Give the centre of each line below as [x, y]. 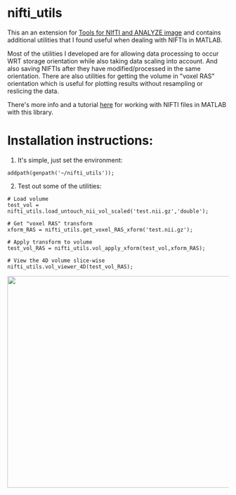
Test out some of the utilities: [59, 186]
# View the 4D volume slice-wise [56, 261]
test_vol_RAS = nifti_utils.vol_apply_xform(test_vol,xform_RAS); [106, 248]
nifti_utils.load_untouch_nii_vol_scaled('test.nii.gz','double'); [108, 211]
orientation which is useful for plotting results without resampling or [105, 83]
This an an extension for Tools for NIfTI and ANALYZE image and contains [114, 32]
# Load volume [28, 199]
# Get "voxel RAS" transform [50, 223]
